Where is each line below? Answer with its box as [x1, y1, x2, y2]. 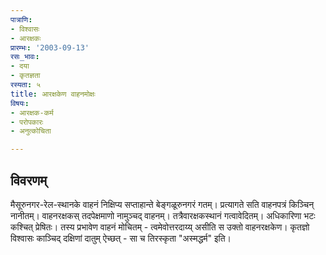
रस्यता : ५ [10, 80, 42, 90]
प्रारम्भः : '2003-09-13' [10, 42, 90, 53]
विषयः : [10, 98, 30, 108]
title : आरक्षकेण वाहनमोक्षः [10, 89, 96, 99]
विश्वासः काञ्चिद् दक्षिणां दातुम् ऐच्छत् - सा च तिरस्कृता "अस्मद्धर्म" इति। [10, 232, 232, 244]
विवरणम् [10, 172, 48, 189]
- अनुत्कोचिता [10, 126, 52, 136]
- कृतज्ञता [10, 71, 41, 81]
